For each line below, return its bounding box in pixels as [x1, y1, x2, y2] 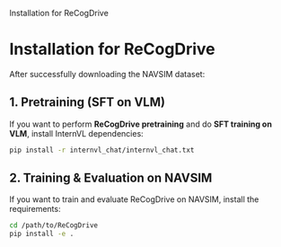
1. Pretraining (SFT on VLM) [9, 94, 166, 110]
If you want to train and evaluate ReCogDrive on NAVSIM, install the [9, 194, 259, 205]
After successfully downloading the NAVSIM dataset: [9, 68, 206, 79]
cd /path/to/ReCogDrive [9, 221, 99, 230]
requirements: [9, 204, 61, 215]
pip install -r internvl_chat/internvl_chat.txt [9, 146, 195, 154]
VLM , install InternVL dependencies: [9, 128, 144, 138]
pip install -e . [9, 229, 75, 239]
